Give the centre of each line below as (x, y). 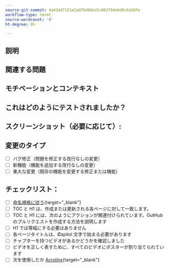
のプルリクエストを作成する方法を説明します (60, 222)
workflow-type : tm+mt (28, 15)
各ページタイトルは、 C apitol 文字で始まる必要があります (72, 234)
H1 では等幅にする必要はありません (50, 228)
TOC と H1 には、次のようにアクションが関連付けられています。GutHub (88, 215)
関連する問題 (26, 70)
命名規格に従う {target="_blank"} (47, 203)
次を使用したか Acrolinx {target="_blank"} (56, 260)
